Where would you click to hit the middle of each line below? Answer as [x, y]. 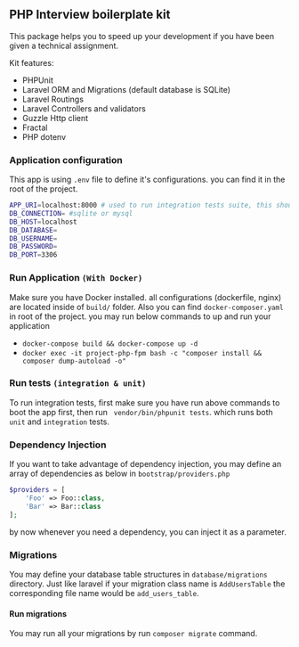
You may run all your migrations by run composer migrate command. [133, 634]
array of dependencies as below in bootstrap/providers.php [120, 474]
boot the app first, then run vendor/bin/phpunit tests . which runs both [141, 412]
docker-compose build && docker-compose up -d [110, 344]
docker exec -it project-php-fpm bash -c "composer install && [142, 353]
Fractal [35, 127]
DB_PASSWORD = [33, 247]
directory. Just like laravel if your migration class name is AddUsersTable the [147, 584]
